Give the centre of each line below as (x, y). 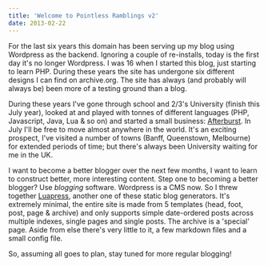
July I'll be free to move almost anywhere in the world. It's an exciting (122, 129)
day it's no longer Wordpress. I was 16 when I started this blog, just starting (132, 63)
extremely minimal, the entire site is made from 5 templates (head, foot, (126, 204)
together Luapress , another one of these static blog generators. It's (119, 196)
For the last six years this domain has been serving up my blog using (121, 46)
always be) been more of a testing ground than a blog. (98, 88)
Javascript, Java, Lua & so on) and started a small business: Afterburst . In (130, 121)
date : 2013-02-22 (37, 23)
